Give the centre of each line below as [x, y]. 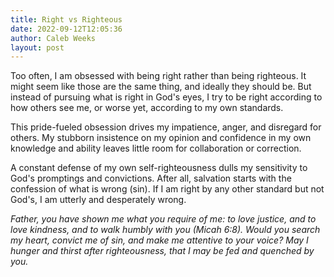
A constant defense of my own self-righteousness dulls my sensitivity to [159, 168]
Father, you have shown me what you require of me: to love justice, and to [163, 219]
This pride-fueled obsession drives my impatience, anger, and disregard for [166, 127]
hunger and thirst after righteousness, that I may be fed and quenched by [162, 251]
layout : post [37, 47]
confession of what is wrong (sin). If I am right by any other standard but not [167, 189]
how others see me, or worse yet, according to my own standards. [147, 108]
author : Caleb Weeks [53, 38]
